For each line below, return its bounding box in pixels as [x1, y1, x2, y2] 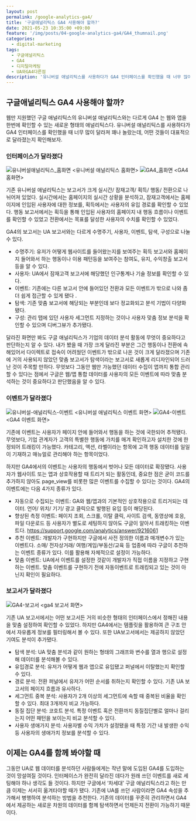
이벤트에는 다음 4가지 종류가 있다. [6, 485, 83, 492]
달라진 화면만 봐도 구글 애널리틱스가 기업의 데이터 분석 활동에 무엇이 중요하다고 [6, 334, 186, 341]
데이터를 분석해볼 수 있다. [20, 655, 79, 662]
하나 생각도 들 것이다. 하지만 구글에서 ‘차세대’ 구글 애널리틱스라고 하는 [21, 779, 180, 786]
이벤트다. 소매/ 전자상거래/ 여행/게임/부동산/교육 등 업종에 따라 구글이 [14, 541, 173, 549]
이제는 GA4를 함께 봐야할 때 [6, 748, 101, 758]
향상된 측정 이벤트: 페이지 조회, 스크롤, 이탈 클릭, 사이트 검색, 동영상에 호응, [14, 512, 186, 519]
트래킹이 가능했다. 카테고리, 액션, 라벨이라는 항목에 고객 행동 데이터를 [21, 443, 180, 450]
